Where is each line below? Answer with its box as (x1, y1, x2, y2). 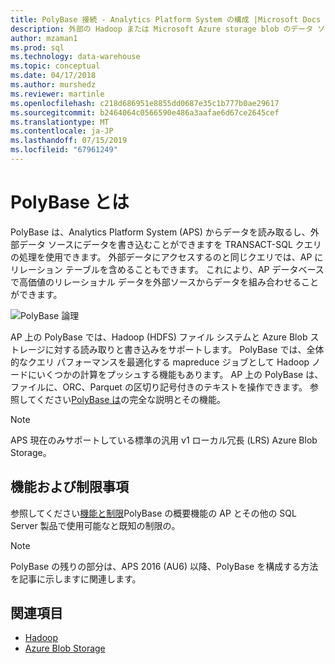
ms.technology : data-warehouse (10, 52, 141, 62)
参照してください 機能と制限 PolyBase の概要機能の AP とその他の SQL (10, 507, 297, 519)
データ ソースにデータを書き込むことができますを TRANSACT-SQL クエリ (18, 238, 322, 250)
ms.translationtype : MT (10, 117, 110, 127)
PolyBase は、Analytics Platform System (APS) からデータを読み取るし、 (10, 226, 311, 238)
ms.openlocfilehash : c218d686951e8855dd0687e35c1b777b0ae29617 (10, 98, 280, 108)
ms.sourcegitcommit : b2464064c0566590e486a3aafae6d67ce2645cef (10, 107, 280, 118)
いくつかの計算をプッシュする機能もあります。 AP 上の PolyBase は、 (36, 368, 324, 380)
